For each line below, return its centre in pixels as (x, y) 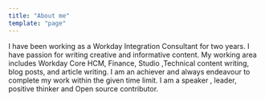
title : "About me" (39, 16)
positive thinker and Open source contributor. (84, 88)
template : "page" (37, 23)
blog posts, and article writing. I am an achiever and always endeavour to (129, 71)
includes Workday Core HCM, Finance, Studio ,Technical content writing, (129, 63)
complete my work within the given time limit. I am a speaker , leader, (122, 80)
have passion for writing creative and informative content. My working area (132, 55)
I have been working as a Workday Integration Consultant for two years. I (129, 46)
